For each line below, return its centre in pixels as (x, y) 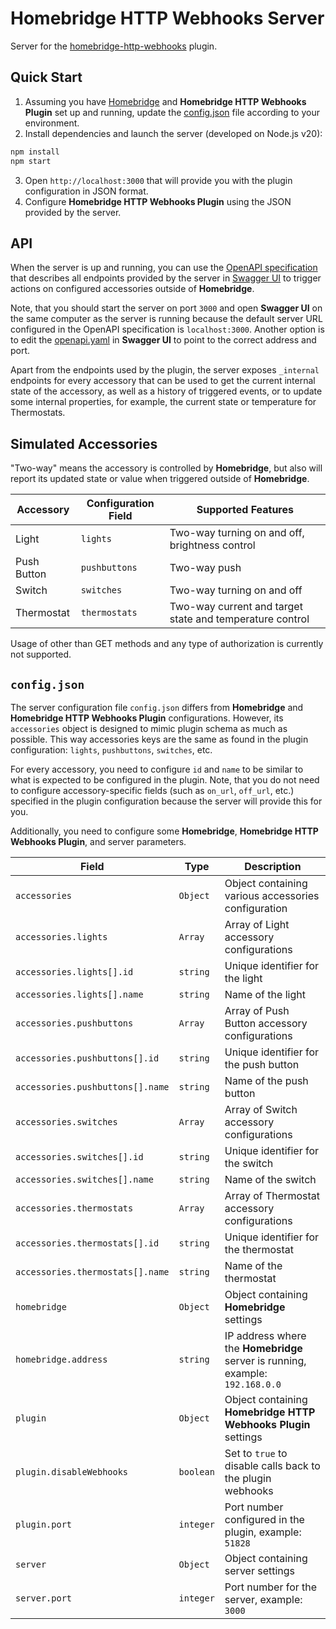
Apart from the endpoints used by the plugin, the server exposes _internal (165, 370)
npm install (35, 152)
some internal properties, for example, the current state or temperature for (163, 402)
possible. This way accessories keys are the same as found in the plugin (159, 739)
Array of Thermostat (272, 1195)
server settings (260, 1570)
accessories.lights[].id (74, 971)
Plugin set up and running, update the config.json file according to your (172, 112)
